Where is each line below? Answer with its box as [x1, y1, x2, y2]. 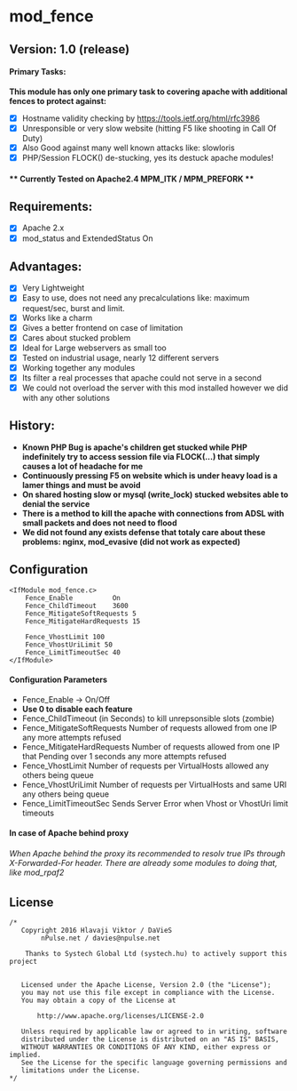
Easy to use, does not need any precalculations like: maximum [21, 293, 250, 303]
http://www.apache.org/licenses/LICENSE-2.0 [36, 1012, 204, 1021]
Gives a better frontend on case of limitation [21, 322, 184, 333]
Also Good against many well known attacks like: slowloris [21, 142, 235, 153]
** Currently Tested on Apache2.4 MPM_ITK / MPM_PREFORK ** [9, 173, 254, 184]
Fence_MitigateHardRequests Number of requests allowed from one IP [21, 741, 280, 752]
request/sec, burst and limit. [21, 302, 126, 313]
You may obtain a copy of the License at [20, 996, 176, 1006]
